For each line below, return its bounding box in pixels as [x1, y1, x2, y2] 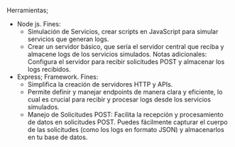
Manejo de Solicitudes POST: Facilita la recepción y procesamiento [27, 110, 224, 119]
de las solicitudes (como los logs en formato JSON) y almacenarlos [27, 126, 224, 134]
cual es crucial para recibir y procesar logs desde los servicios [27, 95, 211, 104]
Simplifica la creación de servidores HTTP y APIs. [27, 80, 173, 88]
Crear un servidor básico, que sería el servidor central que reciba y [27, 43, 224, 50]
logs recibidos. [27, 65, 72, 73]
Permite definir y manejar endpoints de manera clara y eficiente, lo [27, 88, 223, 96]
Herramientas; [6, 6, 49, 14]
